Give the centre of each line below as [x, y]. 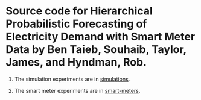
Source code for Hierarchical [79, 11]
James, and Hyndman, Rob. [76, 62]
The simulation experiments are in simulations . [72, 79]
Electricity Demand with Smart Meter [101, 37]
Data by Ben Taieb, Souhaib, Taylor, [96, 50]
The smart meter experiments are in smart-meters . [77, 90]
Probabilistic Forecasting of [76, 24]
